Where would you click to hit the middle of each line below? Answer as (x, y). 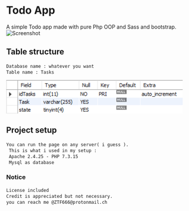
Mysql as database (31, 162)
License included (28, 190)
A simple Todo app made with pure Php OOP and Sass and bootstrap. (91, 27)
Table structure (35, 52)
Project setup (32, 130)
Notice (16, 177)
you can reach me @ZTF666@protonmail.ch (57, 202)
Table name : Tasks (30, 72)
